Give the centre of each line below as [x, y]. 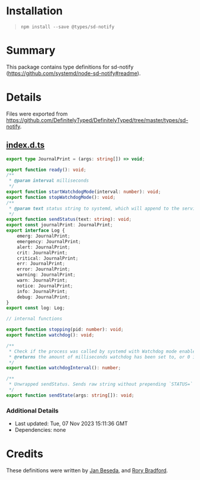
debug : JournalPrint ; [43, 297]
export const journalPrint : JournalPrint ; [60, 225]
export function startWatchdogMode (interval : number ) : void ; [84, 192]
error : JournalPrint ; [43, 269]
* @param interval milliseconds [49, 181]
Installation [35, 11]
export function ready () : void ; [46, 170]
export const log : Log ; [36, 308]
